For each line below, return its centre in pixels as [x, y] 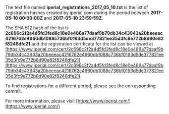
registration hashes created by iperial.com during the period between [77, 13]
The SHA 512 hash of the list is [37, 28]
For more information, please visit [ [42, 101]
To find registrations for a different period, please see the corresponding [80, 86]
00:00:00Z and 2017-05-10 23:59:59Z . [61, 18]
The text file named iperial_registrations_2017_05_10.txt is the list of [77, 7]
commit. [14, 91]
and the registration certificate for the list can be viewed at [92, 44]
